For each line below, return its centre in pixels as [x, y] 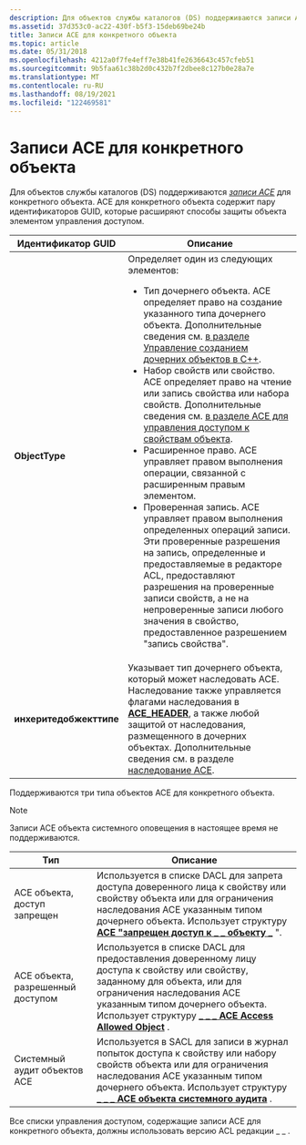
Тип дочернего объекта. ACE [207, 291]
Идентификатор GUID [66, 244]
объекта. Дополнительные [203, 325]
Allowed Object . [133, 1027]
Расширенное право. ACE [200, 450]
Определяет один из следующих [200, 259]
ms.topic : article [44, 43]
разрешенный [45, 987]
